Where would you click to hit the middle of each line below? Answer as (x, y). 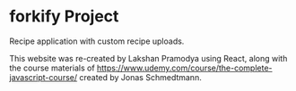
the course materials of (52, 68)
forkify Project (64, 17)
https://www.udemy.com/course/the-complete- (185, 68)
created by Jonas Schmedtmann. (140, 77)
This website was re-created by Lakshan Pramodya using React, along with (148, 58)
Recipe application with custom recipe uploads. (97, 41)
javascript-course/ (44, 77)
